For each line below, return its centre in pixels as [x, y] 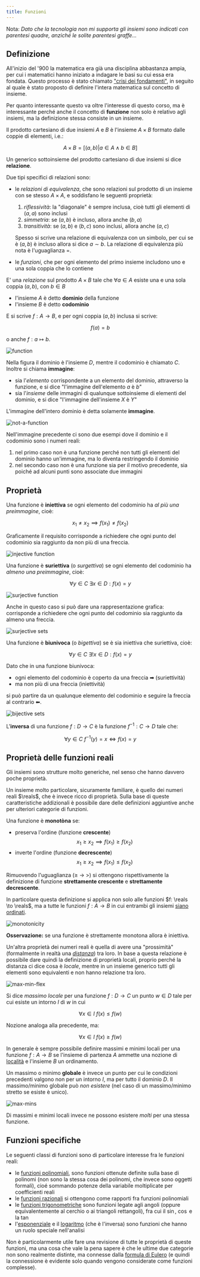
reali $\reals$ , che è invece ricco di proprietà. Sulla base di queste [88, 796]
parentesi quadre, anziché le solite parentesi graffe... [72, 35]
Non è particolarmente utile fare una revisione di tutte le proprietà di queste [99, 1242]
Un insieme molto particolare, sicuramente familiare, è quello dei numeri [95, 790]
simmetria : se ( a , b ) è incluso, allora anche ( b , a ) [83, 220]
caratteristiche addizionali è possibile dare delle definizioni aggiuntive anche [100, 803]
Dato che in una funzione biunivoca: [50, 666]
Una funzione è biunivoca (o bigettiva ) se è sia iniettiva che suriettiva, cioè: [99, 643]
